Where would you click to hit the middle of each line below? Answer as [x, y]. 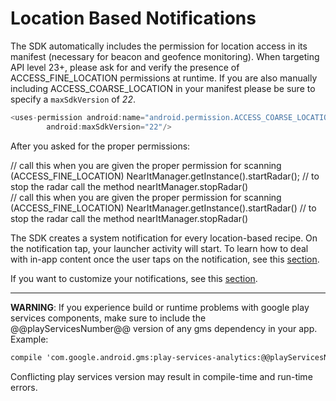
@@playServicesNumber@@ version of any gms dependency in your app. [164, 328]
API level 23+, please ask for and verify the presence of [125, 67]
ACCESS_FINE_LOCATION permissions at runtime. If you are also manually [164, 78]
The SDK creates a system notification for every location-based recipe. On [164, 238]
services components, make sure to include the [108, 318]
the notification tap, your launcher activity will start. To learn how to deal [159, 248]
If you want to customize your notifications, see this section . [134, 278]
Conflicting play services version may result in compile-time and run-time [161, 376]
